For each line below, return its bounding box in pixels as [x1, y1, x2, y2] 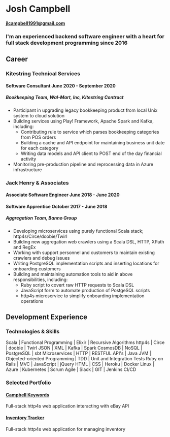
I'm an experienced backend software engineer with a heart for [6, 33, 164, 40]
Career [6, 55, 28, 64]
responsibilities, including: [13, 276, 68, 283]
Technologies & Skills [6, 328, 60, 335]
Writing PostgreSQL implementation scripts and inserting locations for [13, 260, 159, 266]
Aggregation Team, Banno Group [6, 215, 77, 221]
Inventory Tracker [6, 415, 45, 421]
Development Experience [6, 313, 88, 322]
